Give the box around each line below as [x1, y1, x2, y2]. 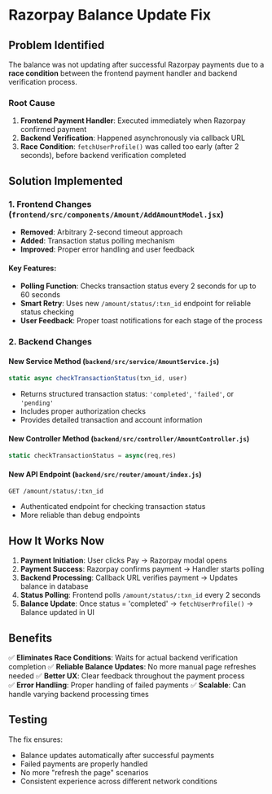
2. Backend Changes [8, 336, 92, 348]
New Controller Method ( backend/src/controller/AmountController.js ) [8, 433, 250, 443]
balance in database [20, 581, 89, 591]
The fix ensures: [8, 735, 64, 744]
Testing [8, 713, 48, 726]
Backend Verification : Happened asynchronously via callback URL [20, 133, 246, 143]
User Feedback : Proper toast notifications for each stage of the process [20, 316, 263, 326]
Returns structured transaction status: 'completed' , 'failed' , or [20, 389, 235, 399]
